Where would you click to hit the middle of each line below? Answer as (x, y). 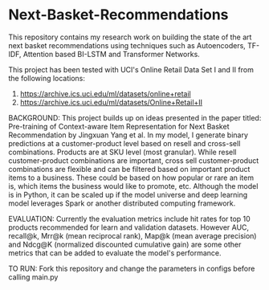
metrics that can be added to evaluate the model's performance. (115, 253)
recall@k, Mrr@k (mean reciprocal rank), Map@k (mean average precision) (132, 235)
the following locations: (47, 78)
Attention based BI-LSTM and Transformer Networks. (112, 54)
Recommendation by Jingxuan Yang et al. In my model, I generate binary (128, 135)
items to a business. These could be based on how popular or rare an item (131, 178)
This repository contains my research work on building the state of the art (130, 37)
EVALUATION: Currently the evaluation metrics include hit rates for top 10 (129, 219)
